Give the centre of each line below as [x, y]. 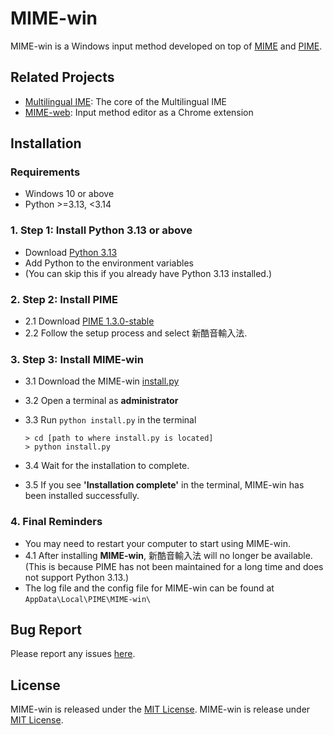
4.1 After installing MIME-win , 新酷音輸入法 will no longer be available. [168, 555]
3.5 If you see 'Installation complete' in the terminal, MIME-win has [164, 485]
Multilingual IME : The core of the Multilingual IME [126, 101]
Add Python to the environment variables [109, 263]
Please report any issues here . [73, 654]
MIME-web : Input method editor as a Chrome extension [139, 112]
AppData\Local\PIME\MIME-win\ [88, 599]
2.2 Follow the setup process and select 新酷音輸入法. [136, 333]
